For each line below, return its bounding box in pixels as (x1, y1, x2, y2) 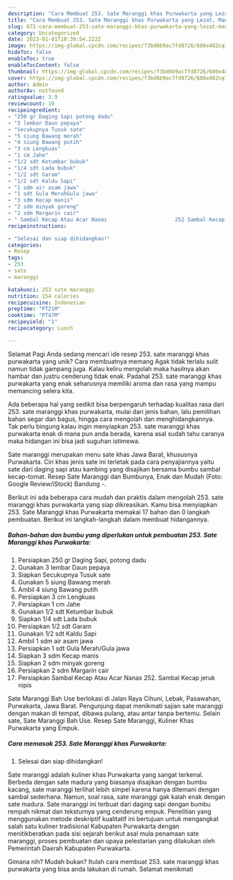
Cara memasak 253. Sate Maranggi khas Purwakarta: (8, 739, 167, 748)
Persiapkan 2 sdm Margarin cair (17, 666, 109, 674)
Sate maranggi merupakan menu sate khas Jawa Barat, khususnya (8, 450, 198, 458)
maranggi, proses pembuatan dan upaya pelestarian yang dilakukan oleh (8, 836, 215, 845)
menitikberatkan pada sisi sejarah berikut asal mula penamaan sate (8, 829, 199, 838)
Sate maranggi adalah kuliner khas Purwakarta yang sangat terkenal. (8, 770, 204, 779)
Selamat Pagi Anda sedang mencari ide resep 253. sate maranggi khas (8, 350, 209, 358)
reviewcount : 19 (8, 100, 55, 107)
